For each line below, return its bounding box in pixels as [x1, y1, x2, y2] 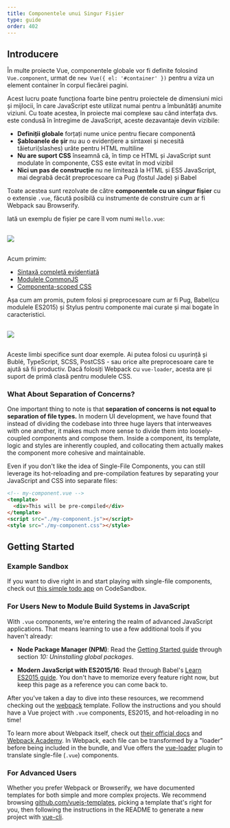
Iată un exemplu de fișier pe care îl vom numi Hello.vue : [7, 214, 165, 223]
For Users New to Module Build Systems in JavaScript [7, 602, 190, 612]
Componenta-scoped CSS [16, 282, 92, 291]
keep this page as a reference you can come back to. [16, 680, 168, 689]
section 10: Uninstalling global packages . [16, 652, 134, 660]
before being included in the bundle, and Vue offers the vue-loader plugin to [7, 743, 223, 752]
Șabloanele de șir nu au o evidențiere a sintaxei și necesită [16, 137, 184, 145]
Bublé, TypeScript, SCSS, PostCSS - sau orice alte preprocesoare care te [7, 358, 214, 366]
